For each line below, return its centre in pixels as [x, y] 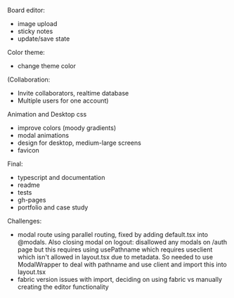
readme [28, 185]
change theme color [46, 66]
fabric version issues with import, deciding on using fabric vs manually [120, 279]
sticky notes [35, 31]
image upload [37, 24]
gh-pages [32, 200]
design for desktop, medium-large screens [79, 143]
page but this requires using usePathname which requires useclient [115, 250]
